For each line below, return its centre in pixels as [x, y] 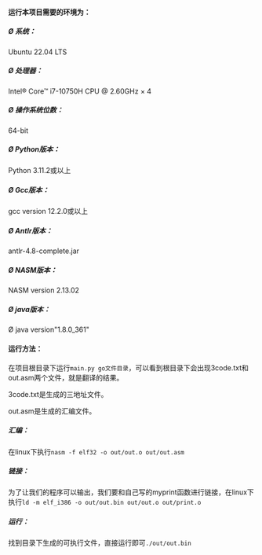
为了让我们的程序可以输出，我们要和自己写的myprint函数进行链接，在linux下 [131, 492]
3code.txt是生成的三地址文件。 [58, 394]
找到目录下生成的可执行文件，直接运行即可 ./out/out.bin [100, 543]
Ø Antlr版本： [30, 231]
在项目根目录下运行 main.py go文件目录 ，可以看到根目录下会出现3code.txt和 [129, 368]
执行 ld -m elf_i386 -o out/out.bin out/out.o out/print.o [105, 502]
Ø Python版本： [34, 149]
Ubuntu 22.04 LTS [38, 52]
